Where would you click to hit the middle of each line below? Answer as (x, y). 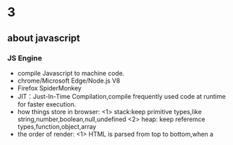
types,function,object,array (57, 126)
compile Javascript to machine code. (71, 73)
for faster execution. (47, 104)
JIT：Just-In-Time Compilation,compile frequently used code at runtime (121, 96)
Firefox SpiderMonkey (49, 88)
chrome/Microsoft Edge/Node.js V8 (69, 81)
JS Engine (25, 58)
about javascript (44, 38)
